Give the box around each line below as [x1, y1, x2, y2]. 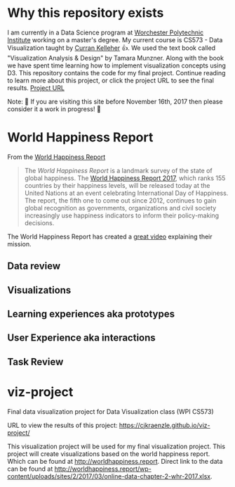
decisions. [24, 218, 55, 227]
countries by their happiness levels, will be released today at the [24, 181, 210, 189]
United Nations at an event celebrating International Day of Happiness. [24, 189, 229, 197]
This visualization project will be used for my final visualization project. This [7, 442, 226, 450]
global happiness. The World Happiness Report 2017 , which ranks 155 [24, 174, 226, 182]
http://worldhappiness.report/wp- [54, 464, 152, 473]
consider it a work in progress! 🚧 [7, 104, 102, 113]
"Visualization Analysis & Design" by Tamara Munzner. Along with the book [7, 53, 224, 62]
